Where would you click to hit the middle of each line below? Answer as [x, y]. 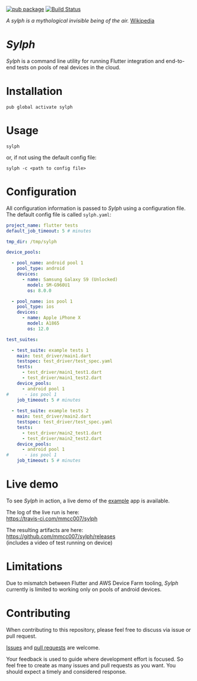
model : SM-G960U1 [49, 285]
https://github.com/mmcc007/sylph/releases [61, 536]
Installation [34, 91]
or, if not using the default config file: [51, 157]
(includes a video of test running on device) [59, 542]
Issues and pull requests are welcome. [53, 647]
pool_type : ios [36, 307]
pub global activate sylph [39, 107]
